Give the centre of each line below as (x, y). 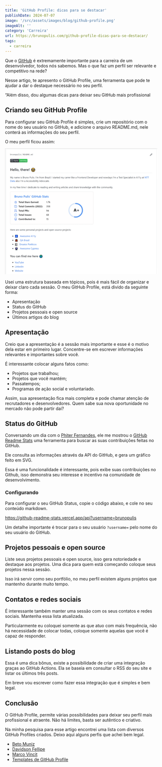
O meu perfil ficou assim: (30, 141)
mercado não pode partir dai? (35, 409)
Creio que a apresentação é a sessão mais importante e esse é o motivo (77, 344)
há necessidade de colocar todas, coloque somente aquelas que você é (77, 631)
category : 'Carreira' (27, 31)
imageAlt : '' (18, 26)
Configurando (22, 493)
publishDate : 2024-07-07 (30, 15)
